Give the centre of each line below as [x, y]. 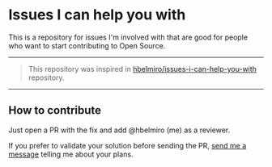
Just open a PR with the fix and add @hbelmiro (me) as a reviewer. [119, 130]
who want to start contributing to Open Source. [87, 45]
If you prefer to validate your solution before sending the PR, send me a [127, 145]
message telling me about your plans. [71, 154]
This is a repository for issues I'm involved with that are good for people [128, 37]
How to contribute [55, 111]
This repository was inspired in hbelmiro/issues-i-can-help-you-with [142, 69]
